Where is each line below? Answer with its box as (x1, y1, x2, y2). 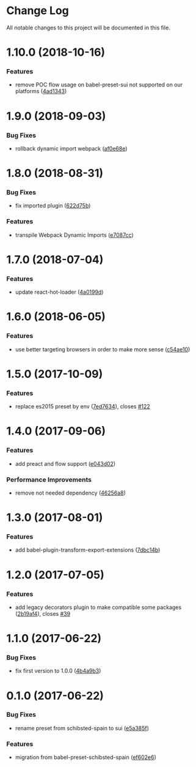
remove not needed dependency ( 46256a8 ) (15, 489, 126, 496)
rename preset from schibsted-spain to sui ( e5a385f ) (15, 724, 150, 731)
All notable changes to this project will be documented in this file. (6, 24, 171, 31)
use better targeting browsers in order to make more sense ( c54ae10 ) (15, 345, 191, 353)
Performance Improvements (6, 475, 92, 484)
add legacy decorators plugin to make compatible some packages (15, 604, 182, 611)
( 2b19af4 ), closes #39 (15, 610, 71, 617)
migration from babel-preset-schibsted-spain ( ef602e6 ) (15, 754, 157, 761)
